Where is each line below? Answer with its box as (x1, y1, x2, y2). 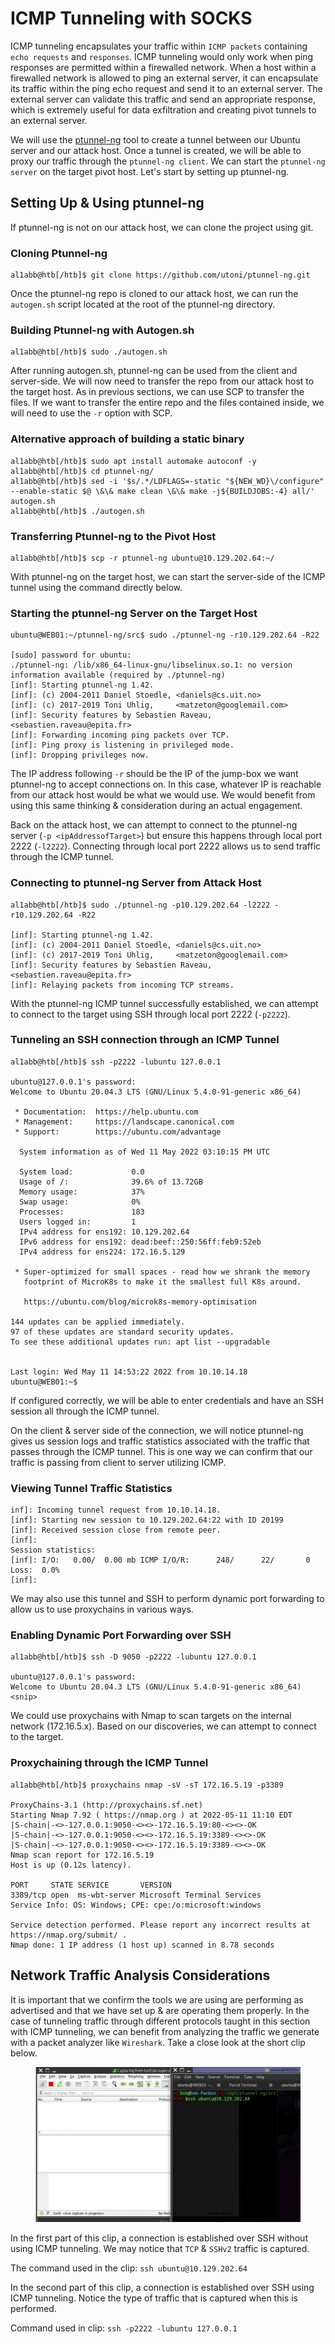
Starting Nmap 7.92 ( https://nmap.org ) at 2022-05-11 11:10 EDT (10, 1810, 293, 1820)
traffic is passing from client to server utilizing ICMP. (10, 1456, 227, 1468)
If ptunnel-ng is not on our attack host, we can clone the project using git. (10, 221, 314, 233)
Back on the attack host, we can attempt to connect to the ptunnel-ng (10, 819, 298, 831)
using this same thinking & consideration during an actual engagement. (10, 800, 303, 812)
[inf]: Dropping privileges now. (10, 750, 150, 761)
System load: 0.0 (19, 1167, 145, 1177)
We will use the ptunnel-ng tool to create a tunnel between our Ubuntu (10, 133, 301, 146)
